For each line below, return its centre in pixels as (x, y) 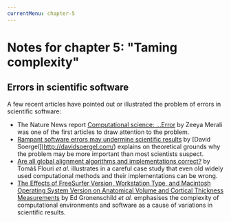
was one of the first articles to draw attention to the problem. (103, 132)
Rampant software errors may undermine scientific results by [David (114, 139)
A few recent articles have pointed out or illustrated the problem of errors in (114, 104)
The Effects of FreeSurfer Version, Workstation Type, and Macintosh (114, 183)
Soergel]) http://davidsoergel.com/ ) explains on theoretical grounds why (119, 146)
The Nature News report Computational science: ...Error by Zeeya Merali (120, 124)
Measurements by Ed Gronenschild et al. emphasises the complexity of (118, 197)
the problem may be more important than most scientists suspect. (110, 154)
